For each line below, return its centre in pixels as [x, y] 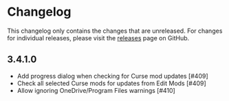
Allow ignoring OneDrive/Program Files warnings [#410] [96, 90]
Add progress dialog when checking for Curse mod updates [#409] [112, 76]
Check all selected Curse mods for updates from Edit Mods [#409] [111, 83]
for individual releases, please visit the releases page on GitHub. [98, 38]
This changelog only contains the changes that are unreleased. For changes [115, 31]
